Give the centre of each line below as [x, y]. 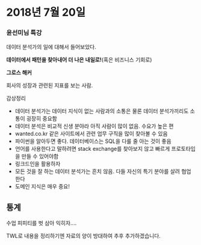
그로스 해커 [19, 72]
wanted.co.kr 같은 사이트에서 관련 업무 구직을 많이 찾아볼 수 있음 [91, 134]
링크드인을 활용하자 [38, 164]
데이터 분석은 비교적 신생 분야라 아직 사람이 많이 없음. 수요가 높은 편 [94, 126]
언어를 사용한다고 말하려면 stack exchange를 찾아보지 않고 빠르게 [92, 149]
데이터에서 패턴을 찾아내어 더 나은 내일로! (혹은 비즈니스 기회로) [79, 60]
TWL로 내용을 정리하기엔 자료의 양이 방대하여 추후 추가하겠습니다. [84, 236]
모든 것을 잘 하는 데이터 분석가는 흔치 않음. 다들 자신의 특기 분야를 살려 [97, 171]
